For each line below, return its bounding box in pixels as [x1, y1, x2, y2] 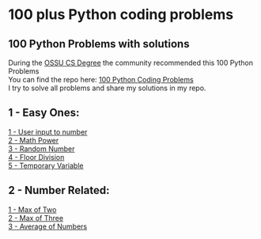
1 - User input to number [8, 127, 88, 136]
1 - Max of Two [8, 204, 57, 214]
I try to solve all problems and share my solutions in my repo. [8, 83, 206, 93]
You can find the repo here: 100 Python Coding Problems [8, 75, 194, 84]
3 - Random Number [8, 144, 75, 154]
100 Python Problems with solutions [8, 37, 190, 51]
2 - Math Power [8, 135, 59, 145]
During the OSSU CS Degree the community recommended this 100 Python [8, 58, 253, 67]
